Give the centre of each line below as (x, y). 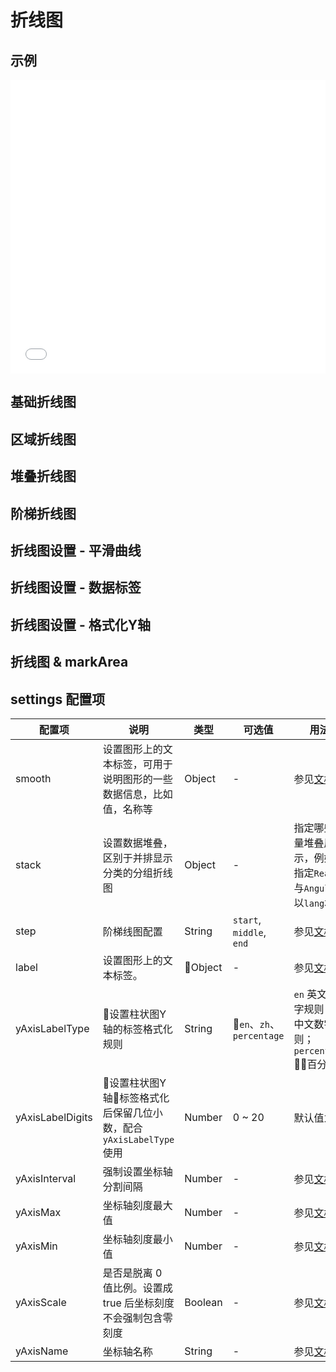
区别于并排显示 (137, 858)
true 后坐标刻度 (138, 1303)
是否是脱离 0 (132, 1273)
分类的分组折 (132, 873)
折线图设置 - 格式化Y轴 (81, 624)
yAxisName (42, 1351)
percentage (258, 1035)
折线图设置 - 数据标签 (76, 587)
